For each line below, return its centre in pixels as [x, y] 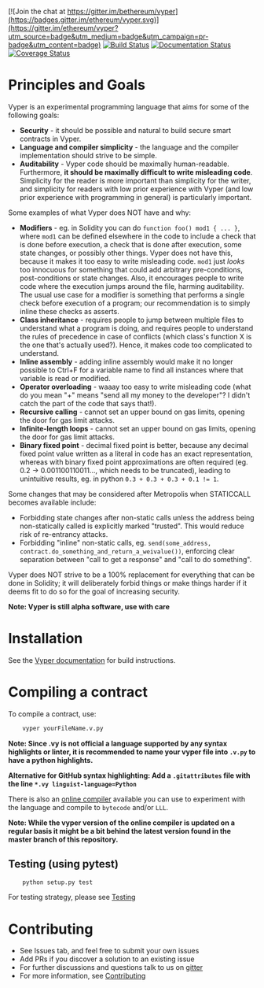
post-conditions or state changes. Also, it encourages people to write [132, 278]
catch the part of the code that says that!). [88, 403]
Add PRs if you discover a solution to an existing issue [107, 959]
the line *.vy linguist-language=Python [73, 783]
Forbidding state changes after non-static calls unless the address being [137, 517]
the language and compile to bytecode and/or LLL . [88, 807]
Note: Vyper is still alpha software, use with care [89, 606]
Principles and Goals [77, 85]
